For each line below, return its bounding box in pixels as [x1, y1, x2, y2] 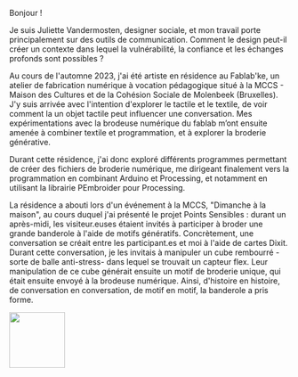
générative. [9, 137, 52, 147]
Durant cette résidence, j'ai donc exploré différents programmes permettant [9, 154, 287, 164]
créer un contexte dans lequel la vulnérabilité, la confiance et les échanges [9, 44, 284, 54]
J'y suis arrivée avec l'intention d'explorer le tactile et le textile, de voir [9, 99, 268, 110]
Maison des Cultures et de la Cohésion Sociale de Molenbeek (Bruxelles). [9, 89, 278, 100]
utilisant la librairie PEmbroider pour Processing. [9, 183, 186, 193]
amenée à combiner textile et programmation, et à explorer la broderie [9, 127, 267, 137]
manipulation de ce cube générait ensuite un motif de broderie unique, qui [9, 266, 282, 276]
